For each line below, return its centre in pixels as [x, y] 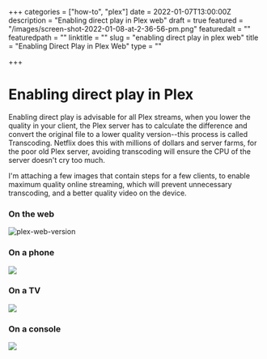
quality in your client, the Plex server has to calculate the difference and [128, 126]
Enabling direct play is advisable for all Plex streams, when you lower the [129, 117]
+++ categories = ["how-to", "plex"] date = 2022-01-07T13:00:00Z [120, 12]
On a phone [32, 253]
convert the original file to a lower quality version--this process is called [128, 134]
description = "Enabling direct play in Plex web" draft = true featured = [126, 20]
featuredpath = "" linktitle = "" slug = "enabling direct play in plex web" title [133, 37]
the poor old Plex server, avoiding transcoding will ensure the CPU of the [129, 151]
